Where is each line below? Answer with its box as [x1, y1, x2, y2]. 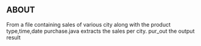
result [6, 33, 21, 41]
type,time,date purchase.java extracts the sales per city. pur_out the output [6, 27, 195, 34]
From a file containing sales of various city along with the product [6, 21, 171, 28]
